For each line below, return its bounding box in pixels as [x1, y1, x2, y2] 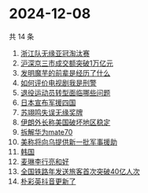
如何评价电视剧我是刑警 [20, 78, 97, 87]
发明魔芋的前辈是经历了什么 [20, 68, 111, 77]
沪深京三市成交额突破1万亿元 [20, 58, 113, 68]
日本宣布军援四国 [20, 98, 76, 107]
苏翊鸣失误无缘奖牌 [20, 107, 83, 117]
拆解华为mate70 [20, 127, 73, 136]
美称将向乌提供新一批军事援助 [20, 137, 117, 147]
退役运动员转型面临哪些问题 [20, 87, 111, 97]
